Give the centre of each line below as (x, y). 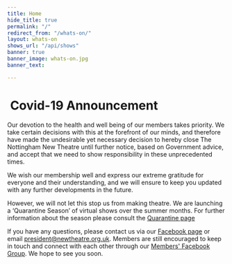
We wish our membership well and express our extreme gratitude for (105, 175)
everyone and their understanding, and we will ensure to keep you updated (115, 182)
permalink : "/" (29, 26)
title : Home (24, 14)
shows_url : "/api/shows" (43, 46)
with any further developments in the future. (70, 190)
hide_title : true (32, 20)
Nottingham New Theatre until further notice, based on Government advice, (116, 147)
